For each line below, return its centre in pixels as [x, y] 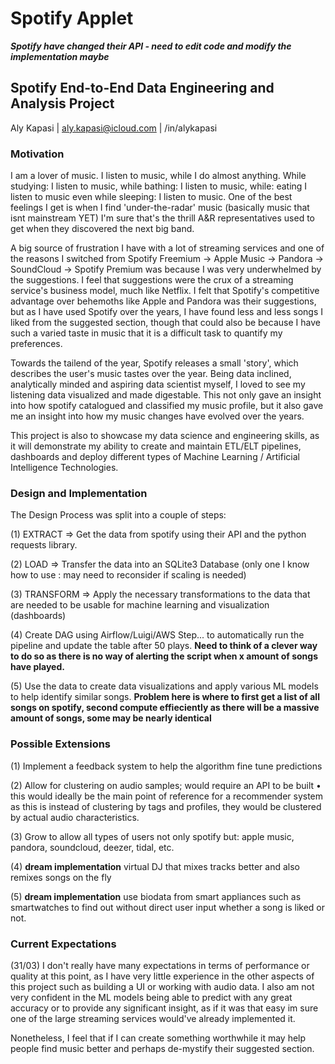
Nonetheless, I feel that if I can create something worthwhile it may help [158, 1038]
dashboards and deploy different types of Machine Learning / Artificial [155, 457]
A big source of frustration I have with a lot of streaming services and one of [167, 248]
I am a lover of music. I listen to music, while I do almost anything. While [158, 176]
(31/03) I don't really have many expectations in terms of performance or [160, 965]
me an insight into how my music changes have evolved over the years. [157, 416]
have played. [37, 667]
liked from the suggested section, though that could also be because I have [165, 323]
